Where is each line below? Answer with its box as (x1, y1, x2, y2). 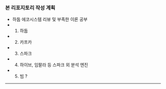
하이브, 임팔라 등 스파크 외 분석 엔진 (19, 62, 88, 68)
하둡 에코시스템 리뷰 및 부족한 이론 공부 (12, 16, 88, 23)
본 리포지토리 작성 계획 (5, 4, 56, 11)
